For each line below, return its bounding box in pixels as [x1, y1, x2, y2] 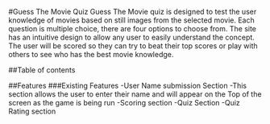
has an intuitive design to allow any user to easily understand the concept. [8, 32, 255, 42]
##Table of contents [8, 65, 76, 75]
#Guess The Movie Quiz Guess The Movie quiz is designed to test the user [8, 7, 257, 16]
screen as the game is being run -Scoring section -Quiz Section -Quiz [8, 98, 240, 107]
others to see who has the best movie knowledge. [8, 50, 174, 59]
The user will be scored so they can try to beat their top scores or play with [8, 41, 258, 51]
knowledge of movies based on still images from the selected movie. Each [8, 15, 255, 25]
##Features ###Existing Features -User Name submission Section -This [8, 81, 247, 90]
